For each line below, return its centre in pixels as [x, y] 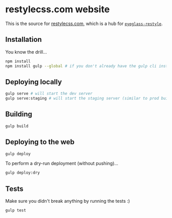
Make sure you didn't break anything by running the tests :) [68, 201]
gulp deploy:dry [23, 173]
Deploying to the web [40, 142]
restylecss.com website [58, 9]
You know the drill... [26, 52]
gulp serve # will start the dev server [49, 94]
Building [19, 114]
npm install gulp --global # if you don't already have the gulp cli [81, 66]
